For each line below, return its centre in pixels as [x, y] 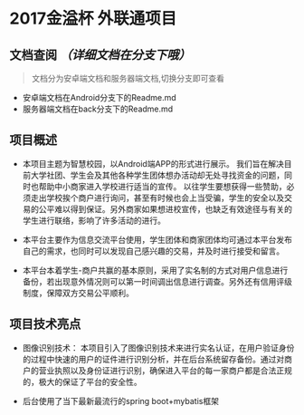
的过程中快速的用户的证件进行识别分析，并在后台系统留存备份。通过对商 [157, 359]
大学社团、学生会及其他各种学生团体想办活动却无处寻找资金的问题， [157, 175]
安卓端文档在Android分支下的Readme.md [99, 97]
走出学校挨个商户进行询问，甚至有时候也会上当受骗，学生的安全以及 [157, 198]
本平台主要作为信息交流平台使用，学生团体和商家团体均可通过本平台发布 [157, 239]
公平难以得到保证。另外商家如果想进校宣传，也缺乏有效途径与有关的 [165, 208]
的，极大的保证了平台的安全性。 [82, 381]
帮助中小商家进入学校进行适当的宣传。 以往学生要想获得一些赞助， [162, 186]
